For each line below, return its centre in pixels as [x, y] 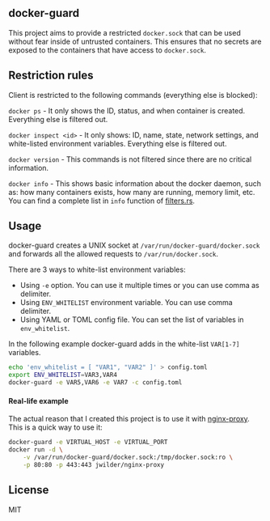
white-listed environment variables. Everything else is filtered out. [118, 143]
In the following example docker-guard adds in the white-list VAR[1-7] [124, 344]
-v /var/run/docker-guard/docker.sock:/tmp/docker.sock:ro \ [128, 457]
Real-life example [38, 400]
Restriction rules [51, 76]
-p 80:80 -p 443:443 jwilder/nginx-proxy [93, 464]
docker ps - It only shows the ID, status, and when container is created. [127, 110]
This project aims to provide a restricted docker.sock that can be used [124, 32]
